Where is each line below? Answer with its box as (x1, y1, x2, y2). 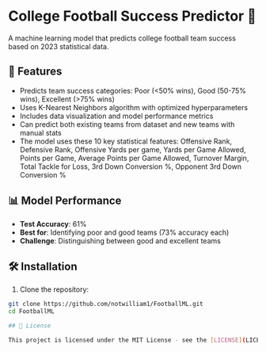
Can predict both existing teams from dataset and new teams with (19, 119, 235, 129)
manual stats (19, 128, 62, 137)
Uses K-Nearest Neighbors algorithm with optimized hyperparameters (19, 102, 248, 112)
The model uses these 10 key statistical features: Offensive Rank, (19, 136, 232, 146)
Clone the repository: (19, 285, 89, 294)
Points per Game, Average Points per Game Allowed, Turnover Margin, (19, 153, 249, 163)
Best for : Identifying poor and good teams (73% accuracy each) (19, 228, 230, 237)
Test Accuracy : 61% (19, 219, 87, 228)
